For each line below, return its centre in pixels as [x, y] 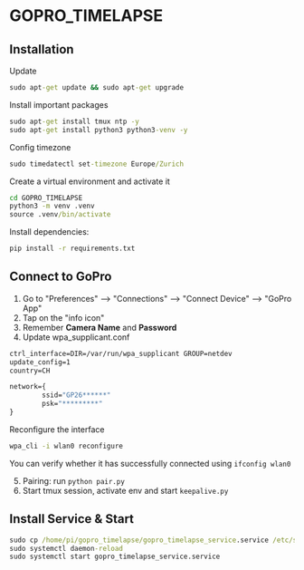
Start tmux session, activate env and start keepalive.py [125, 490]
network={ [28, 387]
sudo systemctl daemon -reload [66, 548]
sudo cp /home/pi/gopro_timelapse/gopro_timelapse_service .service [139, 540]
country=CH [30, 371]
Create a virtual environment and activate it [90, 181]
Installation [42, 49]
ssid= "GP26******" [76, 395]
